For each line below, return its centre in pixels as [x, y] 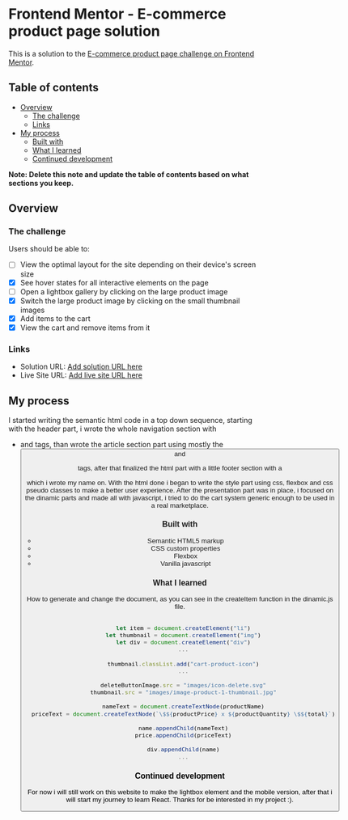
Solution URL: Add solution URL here [81, 367]
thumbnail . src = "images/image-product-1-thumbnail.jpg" [183, 692]
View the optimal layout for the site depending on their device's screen [138, 264]
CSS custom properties [186, 548]
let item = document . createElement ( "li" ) [183, 628]
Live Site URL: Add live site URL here [81, 375]
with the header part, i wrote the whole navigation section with [112, 429]
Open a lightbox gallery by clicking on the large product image [124, 291]
